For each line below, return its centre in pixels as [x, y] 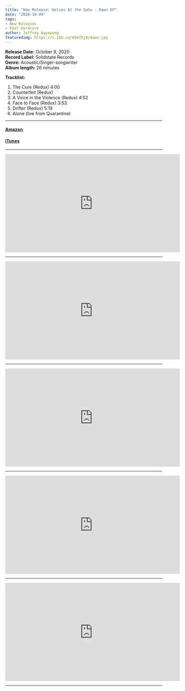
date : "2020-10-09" [25, 14]
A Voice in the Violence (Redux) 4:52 [50, 97]
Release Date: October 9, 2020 [37, 52]
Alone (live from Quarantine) [41, 113]
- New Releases [21, 24]
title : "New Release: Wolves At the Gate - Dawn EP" [61, 10]
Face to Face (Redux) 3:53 [40, 103]
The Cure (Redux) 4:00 [36, 87]
